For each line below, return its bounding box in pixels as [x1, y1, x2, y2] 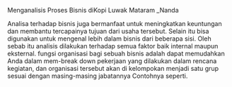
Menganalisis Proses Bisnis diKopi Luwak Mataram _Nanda [7, 6, 179, 14]
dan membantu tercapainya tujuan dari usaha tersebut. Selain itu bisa [7, 27, 209, 35]
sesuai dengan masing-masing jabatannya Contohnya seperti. [7, 72, 188, 80]
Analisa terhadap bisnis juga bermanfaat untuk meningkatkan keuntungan [7, 20, 222, 27]
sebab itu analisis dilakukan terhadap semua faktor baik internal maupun [7, 42, 219, 50]
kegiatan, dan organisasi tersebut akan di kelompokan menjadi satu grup [7, 65, 219, 72]
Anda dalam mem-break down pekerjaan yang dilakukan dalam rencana [7, 57, 217, 65]
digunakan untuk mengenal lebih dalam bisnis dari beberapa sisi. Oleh [7, 34, 211, 43]
